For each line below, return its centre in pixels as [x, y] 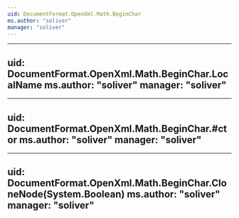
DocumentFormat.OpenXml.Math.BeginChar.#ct [117, 129]
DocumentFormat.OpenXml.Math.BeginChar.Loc [118, 74]
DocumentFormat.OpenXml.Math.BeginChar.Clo [117, 183]
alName [25, 85]
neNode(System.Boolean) [66, 194]
